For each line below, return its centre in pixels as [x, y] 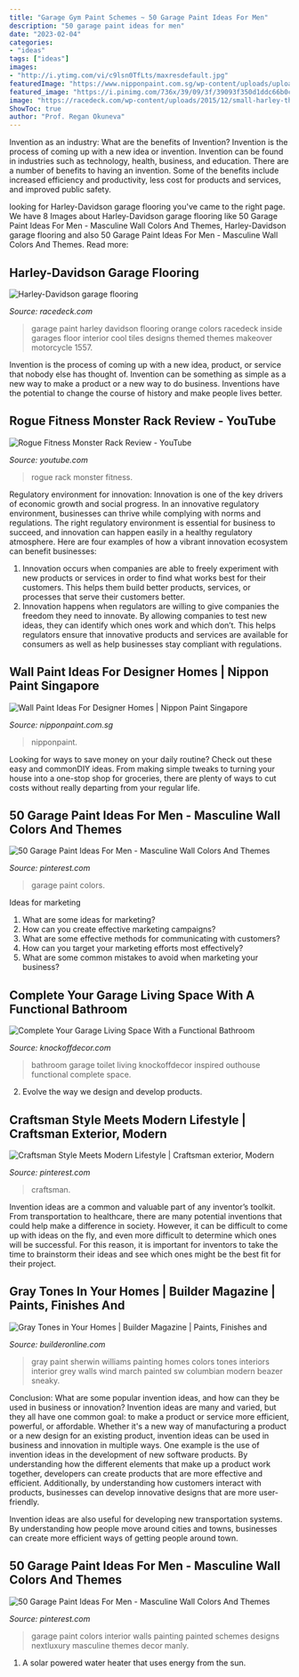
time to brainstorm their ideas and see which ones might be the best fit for [145, 1254]
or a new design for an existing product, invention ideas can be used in [139, 1436]
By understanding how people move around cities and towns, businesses [143, 1528]
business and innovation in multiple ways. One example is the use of [134, 1445]
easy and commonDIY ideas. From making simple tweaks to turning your [142, 769]
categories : [31, 42]
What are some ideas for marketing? [89, 920]
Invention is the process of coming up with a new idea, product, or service [145, 364]
